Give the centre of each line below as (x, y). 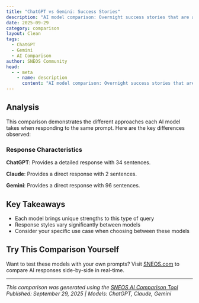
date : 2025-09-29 (28, 23)
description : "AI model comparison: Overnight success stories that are (98, 17)
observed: (19, 134)
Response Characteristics (44, 149)
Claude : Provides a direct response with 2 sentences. (72, 174)
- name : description (42, 78)
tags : (13, 39)
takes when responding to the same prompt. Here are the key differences (96, 127)
